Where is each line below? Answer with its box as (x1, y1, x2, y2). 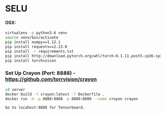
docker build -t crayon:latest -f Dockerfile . (5, 92, 105, 97)
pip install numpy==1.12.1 (5, 40, 61, 45)
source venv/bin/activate (5, 35, 58, 40)
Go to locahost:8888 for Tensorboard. (5, 105, 85, 110)
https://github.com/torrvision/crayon (5, 76, 97, 83)
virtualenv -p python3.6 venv (5, 31, 68, 36)
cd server (5, 87, 26, 92)
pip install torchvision (5, 58, 56, 63)
